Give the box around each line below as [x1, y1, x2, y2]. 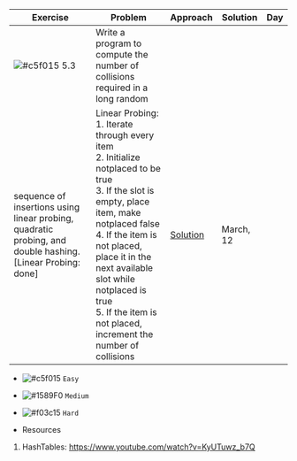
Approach [170, 12, 214, 23]
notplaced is [95, 284, 148, 296]
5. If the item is [95, 306, 157, 318]
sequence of [13, 190, 66, 202]
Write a [95, 27, 126, 38]
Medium [65, 392, 89, 401]
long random [95, 93, 148, 104]
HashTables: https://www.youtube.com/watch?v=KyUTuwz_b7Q [21, 442, 256, 452]
